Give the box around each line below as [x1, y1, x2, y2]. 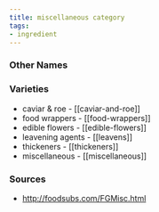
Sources [9, 173, 46, 185]
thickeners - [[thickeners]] [21, 141, 119, 151]
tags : [9, 21, 29, 30]
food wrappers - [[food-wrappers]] [21, 112, 151, 123]
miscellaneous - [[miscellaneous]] [21, 151, 147, 161]
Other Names [9, 59, 68, 71]
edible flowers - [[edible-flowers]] [21, 122, 147, 133]
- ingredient [9, 29, 58, 38]
